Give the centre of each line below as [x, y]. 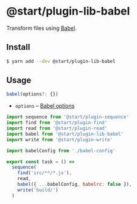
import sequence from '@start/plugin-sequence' [68, 117]
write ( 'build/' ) [38, 190]
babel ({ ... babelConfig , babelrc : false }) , [75, 185]
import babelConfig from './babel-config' [61, 150]
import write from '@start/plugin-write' [60, 139]
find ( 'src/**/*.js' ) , [44, 173]
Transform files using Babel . [42, 28]
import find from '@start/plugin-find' [57, 123]
